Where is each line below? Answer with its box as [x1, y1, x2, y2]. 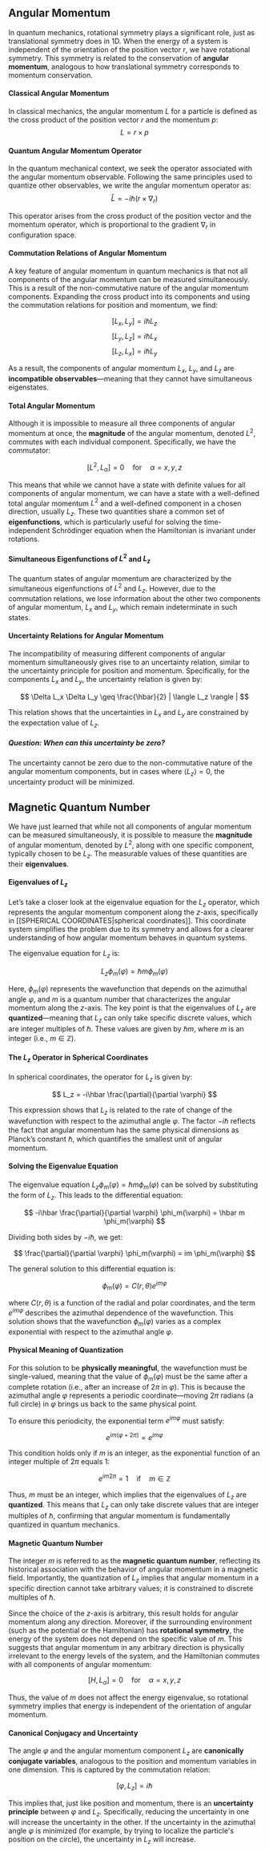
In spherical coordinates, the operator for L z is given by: [8, 1072, 193, 1084]
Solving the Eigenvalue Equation [8, 1161, 118, 1171]
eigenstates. [8, 382, 50, 392]
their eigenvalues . [8, 859, 70, 869]
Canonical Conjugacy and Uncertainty [8, 1728, 139, 1737]
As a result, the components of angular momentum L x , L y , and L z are [8, 364, 235, 375]
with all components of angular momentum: [8, 1660, 152, 1669]
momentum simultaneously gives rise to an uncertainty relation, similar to [8, 657, 250, 668]
